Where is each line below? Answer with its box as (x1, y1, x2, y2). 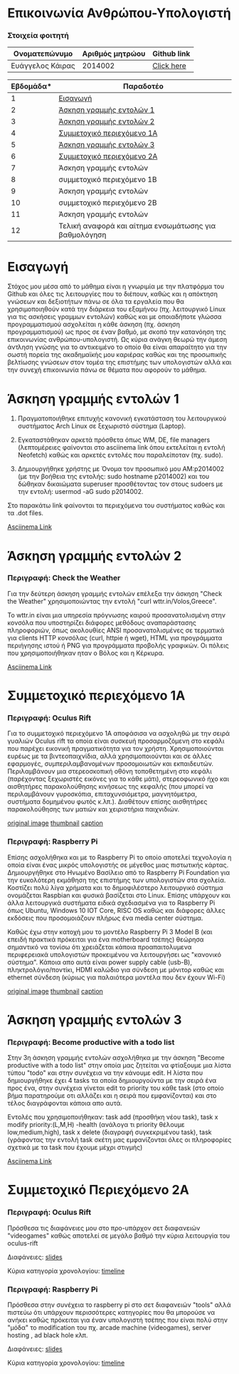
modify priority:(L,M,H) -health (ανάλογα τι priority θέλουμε (7, 1121, 185, 1129)
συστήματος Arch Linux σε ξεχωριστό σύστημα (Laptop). (17, 422, 186, 430)
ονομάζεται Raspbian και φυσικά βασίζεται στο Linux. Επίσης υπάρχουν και (7, 891, 231, 899)
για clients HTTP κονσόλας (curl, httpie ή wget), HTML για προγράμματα (7, 633, 223, 642)
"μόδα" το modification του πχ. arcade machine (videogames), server (7, 1323, 211, 1332)
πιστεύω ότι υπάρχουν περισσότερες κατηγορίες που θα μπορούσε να (7, 1308, 216, 1316)
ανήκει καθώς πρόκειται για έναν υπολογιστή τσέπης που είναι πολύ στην (7, 1315, 228, 1324)
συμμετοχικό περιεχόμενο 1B (58, 175, 157, 185)
